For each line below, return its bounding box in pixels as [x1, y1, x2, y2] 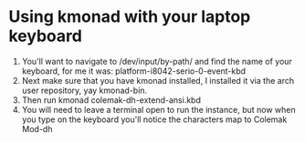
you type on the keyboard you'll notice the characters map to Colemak [21, 114, 288, 125]
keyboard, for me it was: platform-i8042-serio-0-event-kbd [21, 66, 247, 76]
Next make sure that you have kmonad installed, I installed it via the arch [21, 75, 294, 86]
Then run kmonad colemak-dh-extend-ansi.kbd [21, 94, 202, 106]
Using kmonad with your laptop [8, 6, 251, 27]
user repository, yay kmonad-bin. [21, 85, 148, 96]
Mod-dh [21, 123, 53, 134]
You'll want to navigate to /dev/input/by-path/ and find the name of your [21, 56, 293, 66]
